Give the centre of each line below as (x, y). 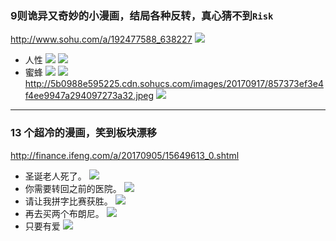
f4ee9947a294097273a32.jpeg (89, 96)
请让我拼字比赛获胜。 (68, 201)
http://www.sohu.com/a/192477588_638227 (101, 39)
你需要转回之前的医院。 (73, 188)
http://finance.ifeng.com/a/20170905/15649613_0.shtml (125, 155)
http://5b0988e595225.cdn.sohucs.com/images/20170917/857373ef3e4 (174, 84)
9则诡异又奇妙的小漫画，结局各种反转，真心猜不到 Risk (142, 15)
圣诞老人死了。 (55, 176)
